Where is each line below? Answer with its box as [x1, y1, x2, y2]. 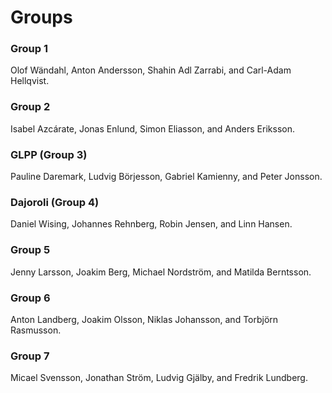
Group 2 [10, 100, 51, 114]
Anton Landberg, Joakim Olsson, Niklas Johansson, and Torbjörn [10, 313, 279, 325]
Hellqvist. [10, 75, 50, 87]
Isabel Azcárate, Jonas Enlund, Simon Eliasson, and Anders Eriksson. [10, 122, 295, 135]
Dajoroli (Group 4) [10, 196, 100, 209]
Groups [10, 6, 73, 29]
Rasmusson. [10, 324, 62, 336]
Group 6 [10, 291, 51, 305]
